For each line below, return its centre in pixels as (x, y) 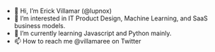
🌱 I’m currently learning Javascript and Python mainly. (93, 33)
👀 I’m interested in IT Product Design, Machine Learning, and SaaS (111, 18)
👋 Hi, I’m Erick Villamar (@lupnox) (63, 11)
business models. (40, 26)
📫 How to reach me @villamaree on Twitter (77, 41)
